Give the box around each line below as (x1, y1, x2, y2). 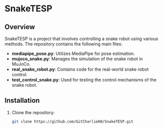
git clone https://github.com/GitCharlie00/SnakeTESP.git (11, 119, 133, 124)
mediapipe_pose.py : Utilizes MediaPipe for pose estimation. (11, 50, 135, 56)
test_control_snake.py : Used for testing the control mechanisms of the (11, 77, 157, 83)
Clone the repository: (11, 109, 55, 115)
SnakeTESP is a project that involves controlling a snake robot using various (4, 36, 159, 42)
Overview (4, 23, 35, 31)
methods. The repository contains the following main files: (4, 41, 123, 47)
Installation (4, 96, 40, 105)
